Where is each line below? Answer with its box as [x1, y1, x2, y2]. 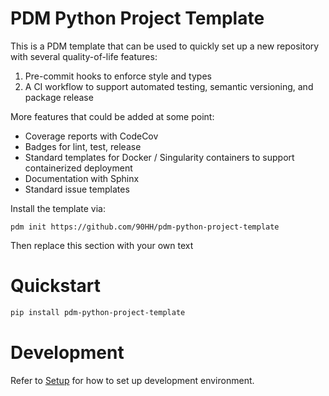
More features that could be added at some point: [10, 110, 215, 122]
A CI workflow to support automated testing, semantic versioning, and [24, 80, 314, 92]
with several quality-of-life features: [10, 50, 158, 62]
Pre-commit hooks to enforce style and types [24, 70, 212, 82]
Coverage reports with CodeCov [24, 130, 159, 142]
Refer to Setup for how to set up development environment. [10, 374, 255, 386]
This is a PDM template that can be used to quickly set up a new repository [10, 40, 320, 52]
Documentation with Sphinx [24, 172, 140, 184]
